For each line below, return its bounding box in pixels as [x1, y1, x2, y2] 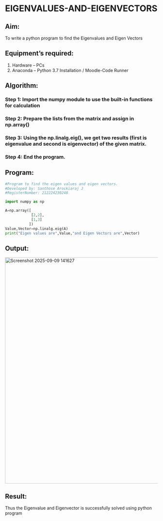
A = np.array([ [5, 208, 32, 213]
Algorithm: [5, 81, 38, 90]
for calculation [5, 102, 40, 109]
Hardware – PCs [12, 62, 45, 68]
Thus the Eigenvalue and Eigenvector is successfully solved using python [5, 505, 152, 511]
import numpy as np [5, 199, 45, 205]
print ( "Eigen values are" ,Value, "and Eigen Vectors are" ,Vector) [5, 231, 140, 236]
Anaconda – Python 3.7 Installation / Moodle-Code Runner [12, 67, 129, 73]
